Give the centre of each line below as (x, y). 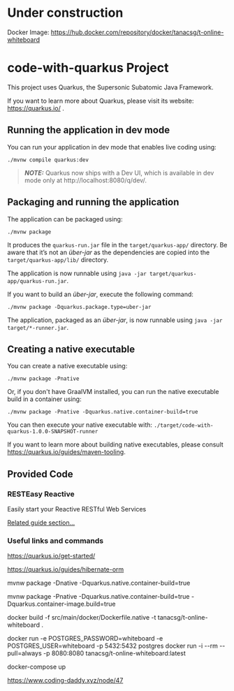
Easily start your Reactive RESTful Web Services (77, 509)
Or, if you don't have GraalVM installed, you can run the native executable (113, 392)
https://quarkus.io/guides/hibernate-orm (66, 569)
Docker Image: (28, 32)
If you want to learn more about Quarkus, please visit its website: (101, 101)
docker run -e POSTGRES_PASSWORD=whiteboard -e (85, 639)
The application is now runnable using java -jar (77, 273)
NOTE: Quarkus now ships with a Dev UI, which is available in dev (119, 173)
